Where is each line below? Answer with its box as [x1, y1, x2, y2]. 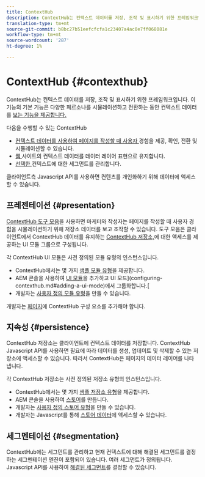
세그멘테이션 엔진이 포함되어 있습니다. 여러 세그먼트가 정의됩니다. [17, 456, 173, 464]
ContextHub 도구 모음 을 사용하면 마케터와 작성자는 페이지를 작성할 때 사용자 [6, 218, 188, 225]
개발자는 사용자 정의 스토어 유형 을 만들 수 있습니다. [15, 404, 136, 411]
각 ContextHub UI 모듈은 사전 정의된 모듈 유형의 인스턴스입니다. [6, 253, 159, 261]
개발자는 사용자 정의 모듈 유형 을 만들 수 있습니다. [15, 289, 131, 297]
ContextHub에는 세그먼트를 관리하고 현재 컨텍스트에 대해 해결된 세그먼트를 [6, 448, 185, 456]
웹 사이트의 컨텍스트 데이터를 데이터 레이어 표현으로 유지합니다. [15, 152, 166, 160]
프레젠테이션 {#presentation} [6, 200, 115, 211]
